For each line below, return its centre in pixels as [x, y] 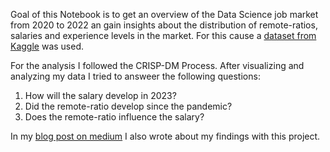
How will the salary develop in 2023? [100, 95]
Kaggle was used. [47, 46]
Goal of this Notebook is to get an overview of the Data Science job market [164, 14]
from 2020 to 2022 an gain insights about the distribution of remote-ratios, [164, 25]
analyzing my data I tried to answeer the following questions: [135, 76]
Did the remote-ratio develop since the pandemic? [128, 106]
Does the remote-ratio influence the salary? [114, 117]
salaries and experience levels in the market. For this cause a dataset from [163, 35]
